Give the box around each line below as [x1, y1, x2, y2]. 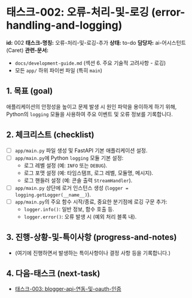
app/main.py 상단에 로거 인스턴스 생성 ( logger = [14, 184, 129, 191]
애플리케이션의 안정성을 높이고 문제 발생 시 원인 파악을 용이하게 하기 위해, [6, 103, 177, 110]
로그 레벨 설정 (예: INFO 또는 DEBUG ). [23, 162, 108, 169]
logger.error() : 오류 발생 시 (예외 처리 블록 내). [23, 213, 137, 220]
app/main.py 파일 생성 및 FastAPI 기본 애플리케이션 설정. [14, 147, 148, 154]
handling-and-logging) [6, 19, 123, 32]
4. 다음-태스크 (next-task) [6, 269, 100, 279]
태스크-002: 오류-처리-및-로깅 [6, 5, 150, 19]
